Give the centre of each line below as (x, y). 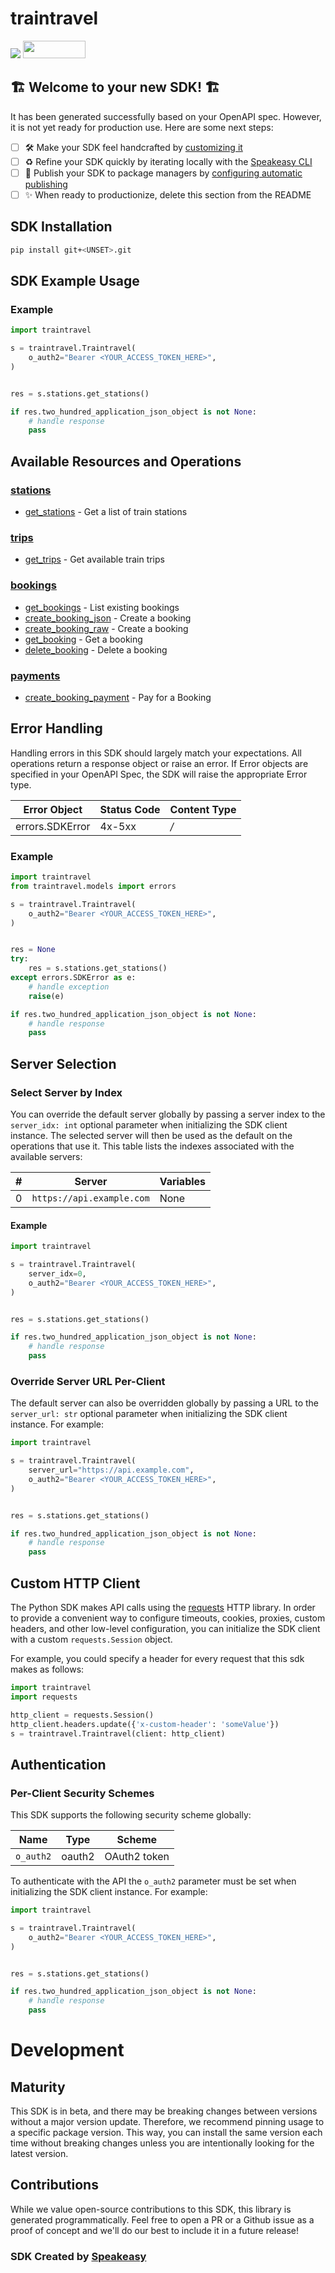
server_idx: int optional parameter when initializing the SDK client (149, 1124)
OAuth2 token (137, 1857)
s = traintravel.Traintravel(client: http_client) (118, 1733)
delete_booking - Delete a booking (96, 649)
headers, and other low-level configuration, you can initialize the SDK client (165, 1628)
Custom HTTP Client (75, 1583)
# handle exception (69, 987)
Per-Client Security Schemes (82, 1793)
